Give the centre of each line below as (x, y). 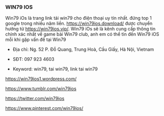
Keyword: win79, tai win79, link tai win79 (55, 69)
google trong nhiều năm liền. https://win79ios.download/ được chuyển (79, 23)
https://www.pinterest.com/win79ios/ (44, 108)
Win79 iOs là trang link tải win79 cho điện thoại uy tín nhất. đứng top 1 (78, 18)
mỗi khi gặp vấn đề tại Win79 (36, 40)
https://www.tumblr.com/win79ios (41, 89)
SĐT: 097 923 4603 (33, 59)
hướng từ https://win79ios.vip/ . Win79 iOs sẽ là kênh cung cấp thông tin (80, 29)
